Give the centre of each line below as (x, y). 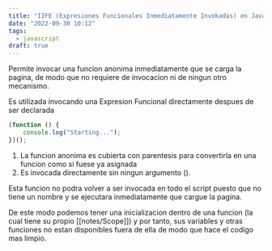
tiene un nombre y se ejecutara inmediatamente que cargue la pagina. (125, 197)
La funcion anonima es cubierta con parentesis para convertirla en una (138, 155)
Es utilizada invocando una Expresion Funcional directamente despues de (131, 102)
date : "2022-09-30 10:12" (52, 23)
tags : (17, 31)
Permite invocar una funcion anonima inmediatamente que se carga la (125, 69)
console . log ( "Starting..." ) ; (72, 132)
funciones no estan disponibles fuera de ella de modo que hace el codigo (131, 229)
